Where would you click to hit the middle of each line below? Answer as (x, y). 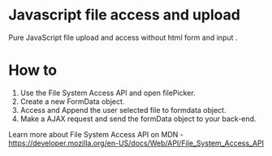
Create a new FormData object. (72, 101)
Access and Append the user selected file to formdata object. (123, 110)
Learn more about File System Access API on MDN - (96, 134)
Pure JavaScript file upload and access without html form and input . (123, 37)
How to (33, 70)
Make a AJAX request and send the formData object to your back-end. (138, 119)
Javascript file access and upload (125, 15)
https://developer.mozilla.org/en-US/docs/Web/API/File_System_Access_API (136, 143)
